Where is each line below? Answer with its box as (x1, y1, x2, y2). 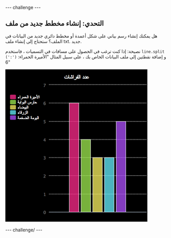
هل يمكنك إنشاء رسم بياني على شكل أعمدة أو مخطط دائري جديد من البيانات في (5, 33, 158, 39)
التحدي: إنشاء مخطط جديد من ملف (5, 19, 104, 28)
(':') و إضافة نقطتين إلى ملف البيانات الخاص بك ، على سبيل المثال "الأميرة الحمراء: (5, 53, 166, 60)
